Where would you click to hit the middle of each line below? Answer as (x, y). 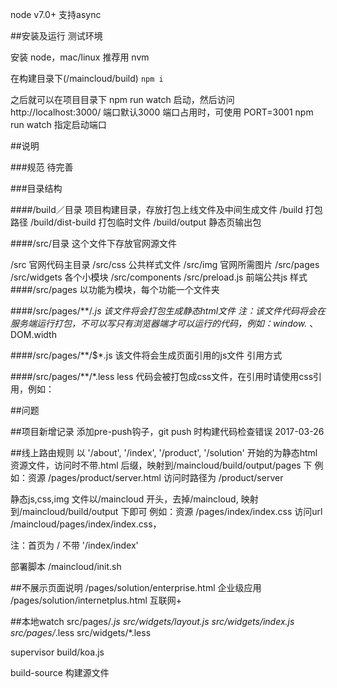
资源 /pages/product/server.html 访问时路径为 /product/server (155, 477)
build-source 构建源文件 (60, 672)
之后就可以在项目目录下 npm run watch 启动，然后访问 (122, 99)
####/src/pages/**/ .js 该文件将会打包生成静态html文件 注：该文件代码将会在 (168, 311)
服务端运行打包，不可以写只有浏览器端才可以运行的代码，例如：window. (159, 323)
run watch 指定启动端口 (58, 124)
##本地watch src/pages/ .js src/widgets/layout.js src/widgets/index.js (152, 621)
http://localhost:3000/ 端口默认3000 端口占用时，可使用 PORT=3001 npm (162, 112)
